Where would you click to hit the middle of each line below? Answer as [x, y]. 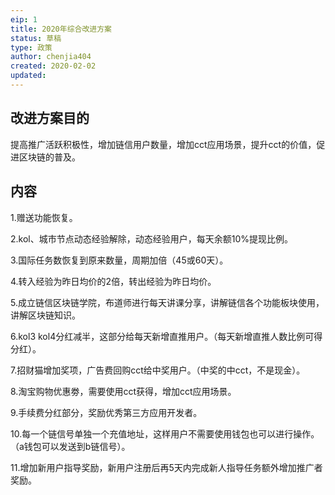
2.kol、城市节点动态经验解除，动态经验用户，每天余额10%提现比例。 [151, 238]
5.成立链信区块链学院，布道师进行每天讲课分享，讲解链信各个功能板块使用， [167, 302]
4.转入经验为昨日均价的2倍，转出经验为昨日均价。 [113, 281]
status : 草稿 [36, 38]
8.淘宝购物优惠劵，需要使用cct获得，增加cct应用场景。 [123, 391]
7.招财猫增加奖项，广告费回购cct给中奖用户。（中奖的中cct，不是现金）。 [158, 370]
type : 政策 [31, 47]
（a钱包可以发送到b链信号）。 [70, 446]
